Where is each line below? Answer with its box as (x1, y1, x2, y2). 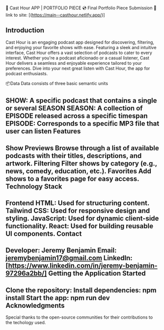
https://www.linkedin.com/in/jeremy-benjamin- (8, 262, 158, 270)
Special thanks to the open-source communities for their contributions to (5, 314, 153, 320)
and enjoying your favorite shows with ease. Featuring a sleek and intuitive (5, 44, 157, 50)
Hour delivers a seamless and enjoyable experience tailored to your (5, 60, 142, 66)
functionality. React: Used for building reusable (5, 221, 154, 230)
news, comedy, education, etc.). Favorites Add (5, 167, 152, 175)
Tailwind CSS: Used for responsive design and (5, 206, 150, 215)
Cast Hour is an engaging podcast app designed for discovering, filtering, (5, 39, 154, 45)
